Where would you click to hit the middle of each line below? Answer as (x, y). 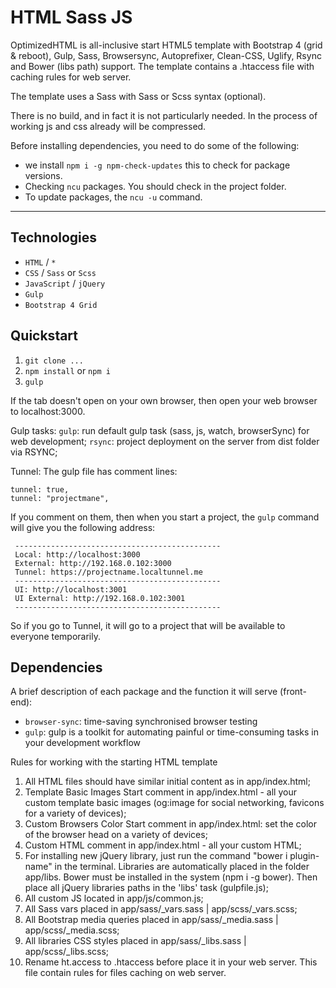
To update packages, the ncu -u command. (113, 197)
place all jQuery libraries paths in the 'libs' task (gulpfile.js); (146, 888)
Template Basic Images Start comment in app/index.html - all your (160, 792)
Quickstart (44, 336)
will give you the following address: (83, 527)
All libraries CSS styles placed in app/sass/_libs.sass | (135, 941)
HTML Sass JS (71, 17)
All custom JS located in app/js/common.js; (114, 898)
